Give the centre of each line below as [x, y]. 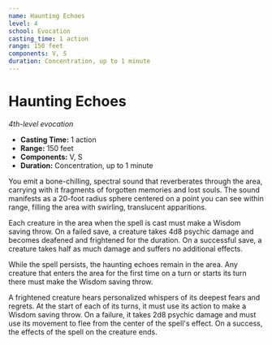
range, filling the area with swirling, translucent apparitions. [108, 207]
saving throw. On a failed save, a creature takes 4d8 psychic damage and [131, 231]
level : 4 [23, 24]
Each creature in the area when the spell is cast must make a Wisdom [125, 222]
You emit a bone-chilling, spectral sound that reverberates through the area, [136, 181]
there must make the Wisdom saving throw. [81, 282]
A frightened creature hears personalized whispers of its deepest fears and [134, 297]
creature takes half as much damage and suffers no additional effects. [126, 248]
